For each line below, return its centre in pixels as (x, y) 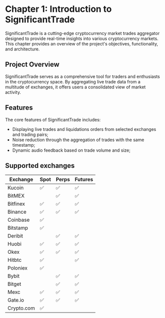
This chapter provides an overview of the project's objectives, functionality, (82, 43)
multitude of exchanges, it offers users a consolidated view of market (76, 87)
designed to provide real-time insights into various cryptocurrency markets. (82, 39)
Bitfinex (16, 204)
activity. (13, 92)
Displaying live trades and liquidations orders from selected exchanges (84, 129)
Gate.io (16, 300)
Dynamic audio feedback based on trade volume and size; (71, 150)
